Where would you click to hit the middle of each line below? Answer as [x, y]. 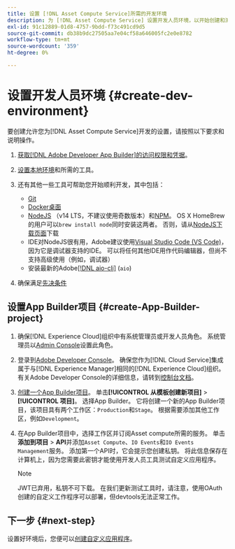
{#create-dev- [151, 96]
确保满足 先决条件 [42, 283]
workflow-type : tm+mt [39, 40]
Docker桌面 [44, 206]
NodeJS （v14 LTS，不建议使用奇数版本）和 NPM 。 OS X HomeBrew [126, 215]
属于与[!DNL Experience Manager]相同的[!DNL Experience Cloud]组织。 [121, 369]
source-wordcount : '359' [43, 46]
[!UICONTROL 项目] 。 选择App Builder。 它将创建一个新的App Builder [118, 401]
